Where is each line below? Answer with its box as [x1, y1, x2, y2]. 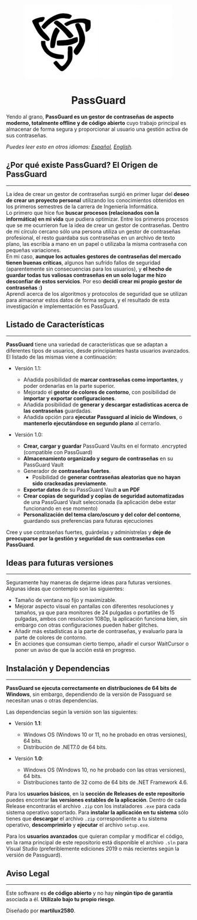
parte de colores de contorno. [14, 634, 87, 641]
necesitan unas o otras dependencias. [6, 697, 98, 704]
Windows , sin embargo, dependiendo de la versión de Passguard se [6, 691, 172, 698]
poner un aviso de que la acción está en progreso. [14, 647, 137, 654]
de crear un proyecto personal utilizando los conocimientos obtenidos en [6, 197, 185, 204]
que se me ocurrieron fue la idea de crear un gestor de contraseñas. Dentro [6, 221, 189, 229]
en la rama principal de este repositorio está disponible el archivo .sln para [6, 839, 188, 846]
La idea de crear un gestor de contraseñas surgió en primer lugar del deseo [6, 190, 189, 197]
